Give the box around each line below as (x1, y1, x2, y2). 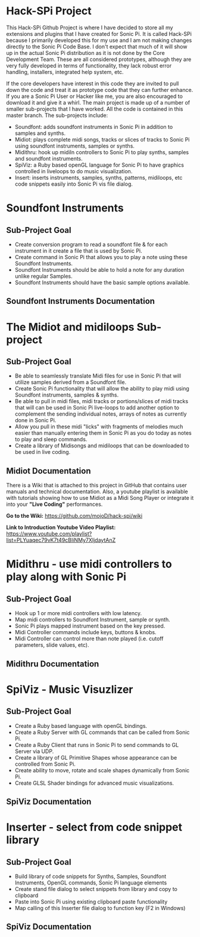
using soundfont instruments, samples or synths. (14, 142, 135, 149)
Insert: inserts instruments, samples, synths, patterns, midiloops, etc (14, 174, 183, 181)
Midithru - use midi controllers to (6, 557, 173, 571)
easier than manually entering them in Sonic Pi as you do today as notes (14, 429, 192, 437)
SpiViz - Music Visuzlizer (6, 683, 133, 696)
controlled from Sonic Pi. (14, 760, 76, 767)
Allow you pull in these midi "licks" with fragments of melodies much (14, 423, 183, 431)
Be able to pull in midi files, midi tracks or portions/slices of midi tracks (14, 398, 189, 405)
